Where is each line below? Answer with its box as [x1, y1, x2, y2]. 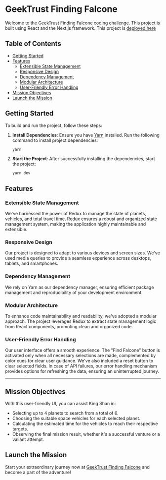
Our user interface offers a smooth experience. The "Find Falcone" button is [5, 347, 160, 353]
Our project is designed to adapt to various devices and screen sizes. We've [5, 250, 161, 256]
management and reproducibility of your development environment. [5, 289, 143, 296]
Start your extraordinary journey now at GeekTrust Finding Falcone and [5, 464, 150, 470]
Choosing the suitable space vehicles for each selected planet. [12, 416, 141, 421]
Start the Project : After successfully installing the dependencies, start [12, 156, 155, 162]
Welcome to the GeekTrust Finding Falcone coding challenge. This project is [5, 20, 161, 26]
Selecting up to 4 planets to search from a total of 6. [12, 410, 119, 416]
